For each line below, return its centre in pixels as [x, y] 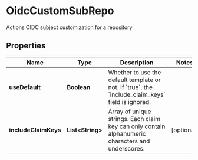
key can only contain [137, 126]
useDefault [25, 87]
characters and [129, 141]
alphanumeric [127, 133]
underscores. [127, 148]
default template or [134, 80]
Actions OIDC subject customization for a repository [69, 27]
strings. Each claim [134, 119]
